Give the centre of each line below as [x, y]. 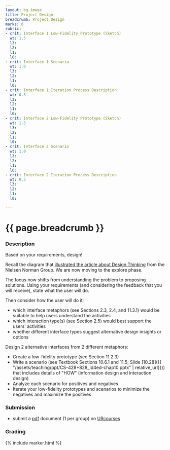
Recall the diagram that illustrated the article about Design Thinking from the [85, 265]
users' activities [29, 326]
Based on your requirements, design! [44, 255]
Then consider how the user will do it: [45, 301]
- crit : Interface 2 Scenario [37, 147]
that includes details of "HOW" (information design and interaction [82, 373]
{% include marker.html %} [33, 443]
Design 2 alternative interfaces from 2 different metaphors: [67, 347]
